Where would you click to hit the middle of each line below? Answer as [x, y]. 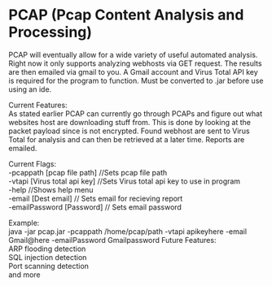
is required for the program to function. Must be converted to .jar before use [136, 80]
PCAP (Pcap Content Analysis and [126, 15]
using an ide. [30, 89]
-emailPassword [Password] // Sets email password [95, 207]
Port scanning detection [49, 266]
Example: [24, 223]
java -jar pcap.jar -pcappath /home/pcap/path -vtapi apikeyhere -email [127, 231]
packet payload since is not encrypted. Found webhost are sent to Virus [129, 131]
